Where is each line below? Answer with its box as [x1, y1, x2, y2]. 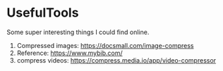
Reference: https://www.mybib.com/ [16, 49, 123, 57]
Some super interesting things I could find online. [6, 28, 150, 36]
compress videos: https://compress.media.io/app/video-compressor [16, 56, 217, 64]
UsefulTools [6, 5, 79, 21]
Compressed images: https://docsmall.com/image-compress [16, 41, 194, 49]
